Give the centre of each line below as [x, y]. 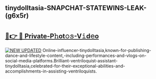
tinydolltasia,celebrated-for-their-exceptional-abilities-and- [65, 66]
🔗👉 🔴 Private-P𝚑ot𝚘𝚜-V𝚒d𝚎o [52, 36]
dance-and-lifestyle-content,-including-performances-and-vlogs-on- [76, 55]
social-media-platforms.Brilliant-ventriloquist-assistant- [62, 61]
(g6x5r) [17, 16]
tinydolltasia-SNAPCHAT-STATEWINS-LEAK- [76, 8]
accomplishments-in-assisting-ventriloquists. [51, 71]
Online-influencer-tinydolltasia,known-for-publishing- [97, 50]
